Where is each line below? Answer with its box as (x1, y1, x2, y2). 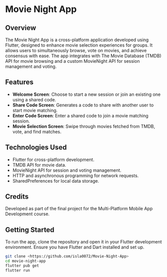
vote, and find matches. (12, 128, 62, 134)
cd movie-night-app (5, 258, 46, 264)
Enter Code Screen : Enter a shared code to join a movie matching (12, 112, 149, 118)
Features (5, 78, 34, 86)
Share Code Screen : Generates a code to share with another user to (12, 102, 154, 108)
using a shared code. (12, 96, 56, 102)
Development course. (5, 211, 50, 217)
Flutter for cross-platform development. (12, 157, 94, 163)
